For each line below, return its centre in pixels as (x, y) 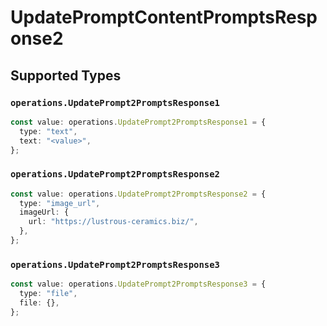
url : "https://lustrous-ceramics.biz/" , (113, 222)
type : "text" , (48, 131)
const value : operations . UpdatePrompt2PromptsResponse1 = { (138, 122)
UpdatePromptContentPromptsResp (164, 17)
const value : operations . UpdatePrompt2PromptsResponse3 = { (138, 284)
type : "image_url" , (60, 203)
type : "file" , (48, 294)
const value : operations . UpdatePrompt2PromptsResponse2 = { (138, 194)
